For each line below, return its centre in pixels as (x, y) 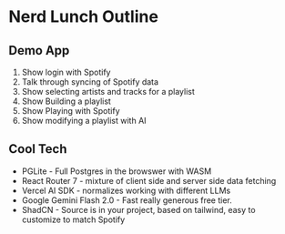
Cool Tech (38, 149)
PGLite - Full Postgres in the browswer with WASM (117, 171)
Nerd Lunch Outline (83, 17)
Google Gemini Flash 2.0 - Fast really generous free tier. (127, 200)
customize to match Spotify (73, 219)
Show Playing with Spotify (71, 111)
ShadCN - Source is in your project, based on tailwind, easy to (138, 209)
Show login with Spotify (66, 72)
